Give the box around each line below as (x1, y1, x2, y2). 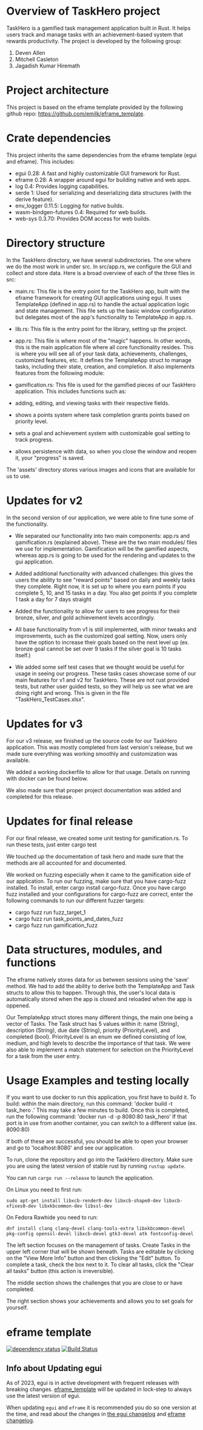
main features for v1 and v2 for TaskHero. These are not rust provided (15, 676, 190, 683)
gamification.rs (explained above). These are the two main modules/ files (15, 539, 198, 546)
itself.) (15, 651, 32, 658)
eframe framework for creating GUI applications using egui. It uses (15, 294, 182, 301)
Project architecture (6, 83, 109, 97)
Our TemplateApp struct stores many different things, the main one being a (6, 1013, 193, 1020)
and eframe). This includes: (6, 158, 75, 165)
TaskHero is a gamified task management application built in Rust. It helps (6, 24, 191, 32)
